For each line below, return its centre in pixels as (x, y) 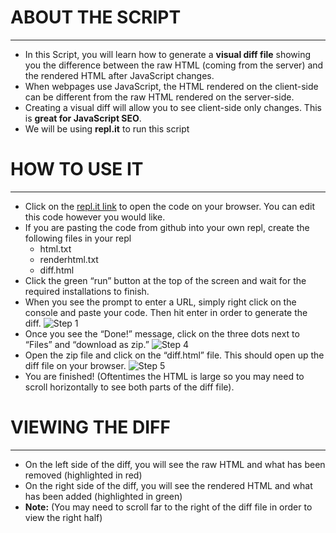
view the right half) (63, 517)
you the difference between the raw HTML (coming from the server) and (174, 65)
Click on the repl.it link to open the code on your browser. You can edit (170, 206)
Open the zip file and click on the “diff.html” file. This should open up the (174, 355)
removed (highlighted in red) (83, 475)
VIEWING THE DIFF (90, 427)
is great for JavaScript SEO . (83, 118)
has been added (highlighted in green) (103, 496)
